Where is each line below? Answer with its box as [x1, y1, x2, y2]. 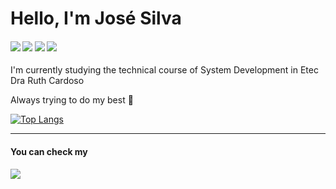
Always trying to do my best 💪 [10, 94, 134, 106]
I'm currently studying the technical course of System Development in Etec [10, 64, 319, 76]
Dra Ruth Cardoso [10, 75, 85, 87]
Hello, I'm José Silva [10, 7, 182, 30]
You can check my [10, 145, 88, 157]
